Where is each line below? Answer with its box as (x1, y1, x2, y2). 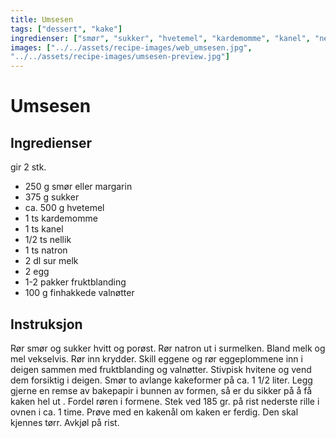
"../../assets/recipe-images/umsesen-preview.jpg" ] (10, 52, 230, 62)
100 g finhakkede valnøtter (24, 287, 135, 299)
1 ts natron (24, 244, 68, 256)
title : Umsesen (10, 14, 74, 25)
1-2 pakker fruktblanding (24, 276, 127, 288)
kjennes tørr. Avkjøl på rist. (10, 416, 120, 428)
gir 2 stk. (10, 161, 47, 173)
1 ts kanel (24, 223, 64, 235)
